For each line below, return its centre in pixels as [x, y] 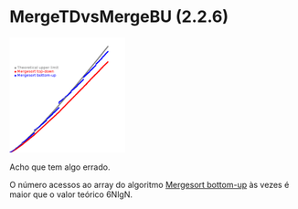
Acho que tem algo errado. [60, 167]
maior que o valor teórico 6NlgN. [71, 194]
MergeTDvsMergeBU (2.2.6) [119, 17]
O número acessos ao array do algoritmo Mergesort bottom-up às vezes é [149, 184]
